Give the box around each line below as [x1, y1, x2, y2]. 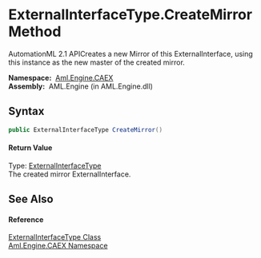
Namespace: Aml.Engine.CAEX [8, 73, 114, 82]
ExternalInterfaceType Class [8, 232, 102, 242]
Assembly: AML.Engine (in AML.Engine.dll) [8, 81, 154, 91]
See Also [8, 193, 54, 206]
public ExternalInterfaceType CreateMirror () [8, 125, 163, 133]
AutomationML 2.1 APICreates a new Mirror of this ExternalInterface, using [8, 49, 254, 58]
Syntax [8, 105, 45, 118]
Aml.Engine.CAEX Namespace [8, 241, 108, 251]
